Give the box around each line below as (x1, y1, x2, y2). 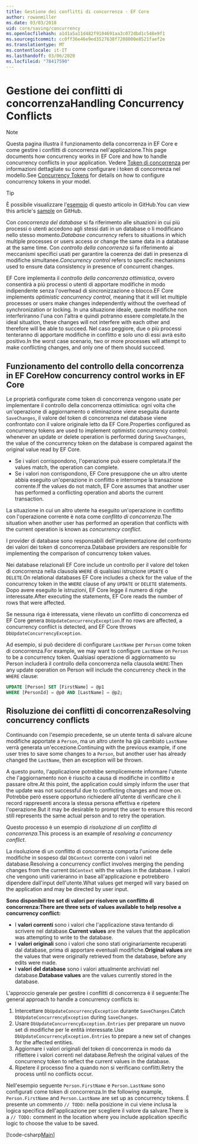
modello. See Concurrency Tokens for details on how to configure (6, 172, 165, 179)
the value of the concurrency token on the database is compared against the (6, 440, 193, 447)
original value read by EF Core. (6, 446, 82, 453)
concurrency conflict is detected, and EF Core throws (6, 623, 137, 630)
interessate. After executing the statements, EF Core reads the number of (6, 593, 183, 600)
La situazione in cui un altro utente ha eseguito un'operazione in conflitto (6, 507, 184, 514)
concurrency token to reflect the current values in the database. (14, 1057, 171, 1064)
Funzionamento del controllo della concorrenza (6, 361, 184, 371)
